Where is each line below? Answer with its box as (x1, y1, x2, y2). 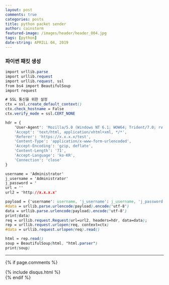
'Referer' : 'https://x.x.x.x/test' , (14, 134, 92, 139)
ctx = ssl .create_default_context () (5, 102, 82, 107)
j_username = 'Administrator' (5, 176, 69, 181)
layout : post (5, 7, 33, 13)
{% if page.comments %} (5, 259, 58, 265)
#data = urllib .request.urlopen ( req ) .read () (5, 227, 100, 232)
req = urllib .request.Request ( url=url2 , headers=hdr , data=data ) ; (5, 218, 147, 223)
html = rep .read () (5, 236, 44, 241)
